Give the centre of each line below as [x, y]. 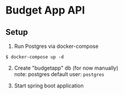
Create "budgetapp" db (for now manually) [66, 68]
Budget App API [45, 10]
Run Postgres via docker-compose [56, 46]
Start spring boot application [49, 86]
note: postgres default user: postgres [59, 74]
